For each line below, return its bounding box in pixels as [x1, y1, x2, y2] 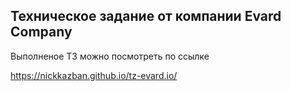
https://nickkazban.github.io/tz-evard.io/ [10, 69, 178, 81]
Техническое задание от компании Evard [10, 8, 282, 25]
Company [10, 24, 73, 41]
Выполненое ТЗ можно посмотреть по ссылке [10, 50, 210, 62]
